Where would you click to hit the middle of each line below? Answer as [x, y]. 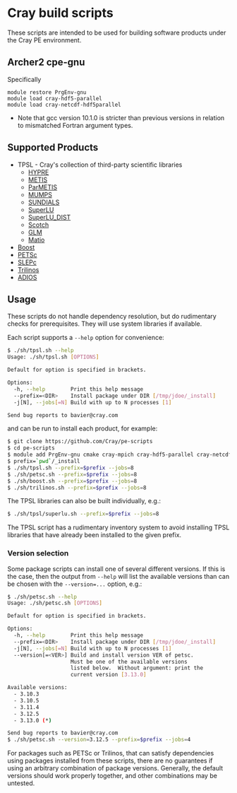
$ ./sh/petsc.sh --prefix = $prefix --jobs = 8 [72, 474]
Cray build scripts [61, 13]
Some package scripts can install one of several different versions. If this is [116, 569]
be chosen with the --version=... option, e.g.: [75, 584]
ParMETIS [43, 187]
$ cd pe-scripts [31, 448]
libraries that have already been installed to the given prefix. [95, 535]
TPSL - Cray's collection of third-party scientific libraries [100, 165]
